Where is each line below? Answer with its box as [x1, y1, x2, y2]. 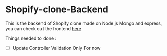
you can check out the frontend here [5, 25, 82, 31]
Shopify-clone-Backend [5, 4, 109, 15]
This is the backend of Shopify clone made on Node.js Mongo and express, [5, 20, 162, 26]
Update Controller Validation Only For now [12, 45, 101, 51]
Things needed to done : [5, 35, 57, 41]
